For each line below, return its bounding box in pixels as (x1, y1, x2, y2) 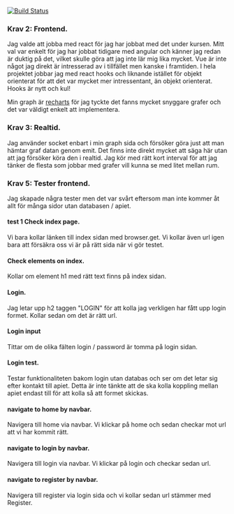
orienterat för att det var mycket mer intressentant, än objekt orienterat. (7, 77, 213, 85)
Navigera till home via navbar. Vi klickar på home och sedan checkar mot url (7, 420, 226, 429)
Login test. (7, 358, 40, 367)
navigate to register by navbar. (7, 475, 98, 483)
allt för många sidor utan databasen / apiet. (7, 201, 131, 210)
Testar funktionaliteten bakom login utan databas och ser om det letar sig (7, 374, 218, 382)
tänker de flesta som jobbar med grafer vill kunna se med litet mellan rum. (7, 161, 220, 169)
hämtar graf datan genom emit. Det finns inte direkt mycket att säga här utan (7, 146, 228, 154)
